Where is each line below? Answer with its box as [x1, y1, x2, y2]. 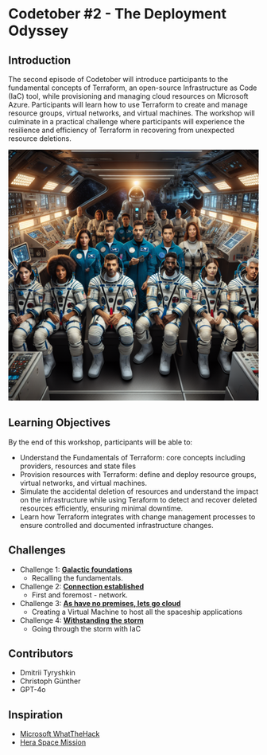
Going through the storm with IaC [31, 624, 141, 633]
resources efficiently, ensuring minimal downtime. [19, 503, 184, 513]
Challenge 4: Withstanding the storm [19, 615, 145, 625]
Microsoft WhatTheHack [19, 730, 100, 739]
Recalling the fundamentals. [31, 573, 123, 582]
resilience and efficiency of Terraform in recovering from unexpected [8, 125, 234, 135]
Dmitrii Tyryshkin [19, 668, 75, 678]
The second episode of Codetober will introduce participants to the [8, 75, 229, 84]
